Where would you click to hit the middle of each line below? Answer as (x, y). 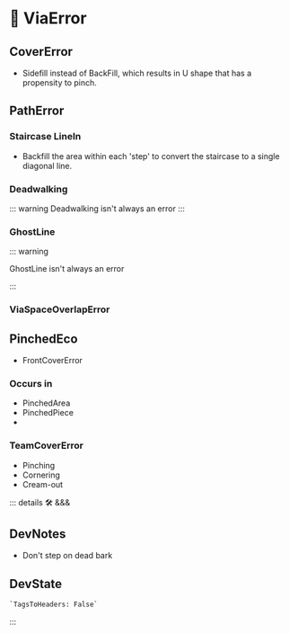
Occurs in (31, 383)
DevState (36, 584)
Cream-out (43, 484)
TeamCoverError (46, 446)
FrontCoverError (53, 361)
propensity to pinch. (59, 83)
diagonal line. (47, 165)
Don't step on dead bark (67, 556)
